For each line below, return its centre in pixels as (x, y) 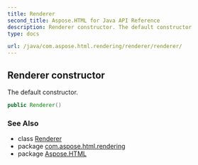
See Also (23, 123)
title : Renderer (31, 14)
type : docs (23, 34)
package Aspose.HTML (52, 154)
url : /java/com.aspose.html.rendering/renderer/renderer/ (95, 47)
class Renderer (40, 139)
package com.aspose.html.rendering (71, 147)
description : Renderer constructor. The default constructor (100, 27)
